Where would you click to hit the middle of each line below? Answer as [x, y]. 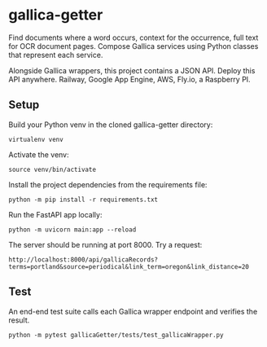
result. [19, 320]
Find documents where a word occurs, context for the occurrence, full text [133, 37]
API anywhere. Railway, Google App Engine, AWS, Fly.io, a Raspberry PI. [129, 79]
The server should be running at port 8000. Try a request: [105, 244]
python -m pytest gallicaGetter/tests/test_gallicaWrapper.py [116, 335]
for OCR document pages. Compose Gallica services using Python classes [133, 46]
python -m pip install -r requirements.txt [83, 200]
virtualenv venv [36, 139]
